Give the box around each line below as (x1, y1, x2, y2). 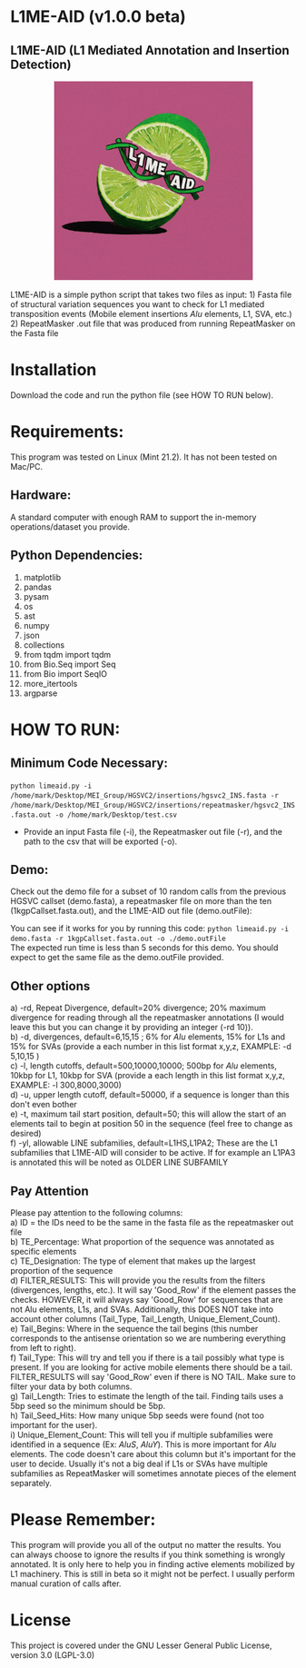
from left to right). (10, 1342, 76, 1353)
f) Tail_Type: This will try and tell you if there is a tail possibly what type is (10, 1352, 285, 1363)
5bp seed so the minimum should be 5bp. (10, 1400, 166, 1411)
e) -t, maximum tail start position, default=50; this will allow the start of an (10, 1108, 287, 1119)
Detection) (10, 56, 72, 72)
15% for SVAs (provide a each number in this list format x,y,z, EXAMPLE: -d (10, 1041, 291, 1052)
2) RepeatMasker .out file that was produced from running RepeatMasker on (10, 318, 296, 329)
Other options (10, 978, 91, 994)
